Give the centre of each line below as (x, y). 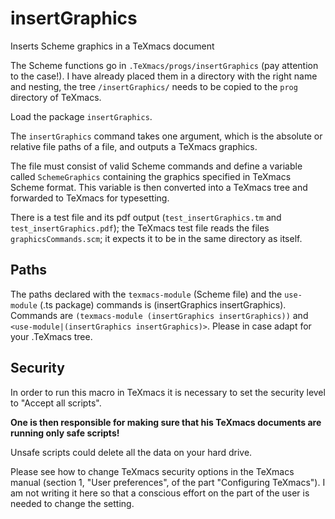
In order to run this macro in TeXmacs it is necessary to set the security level (168, 392)
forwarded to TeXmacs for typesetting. (90, 198)
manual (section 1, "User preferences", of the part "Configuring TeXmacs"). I (168, 482)
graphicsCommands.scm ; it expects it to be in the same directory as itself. (156, 238)
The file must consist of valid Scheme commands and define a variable (156, 166)
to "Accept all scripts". (56, 403)
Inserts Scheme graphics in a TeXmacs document (112, 46)
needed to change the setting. (72, 503)
